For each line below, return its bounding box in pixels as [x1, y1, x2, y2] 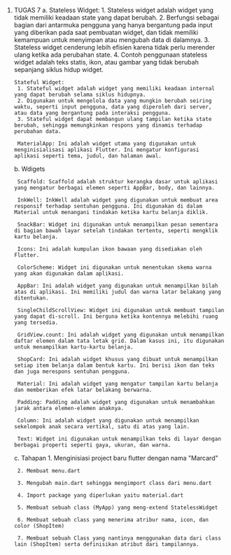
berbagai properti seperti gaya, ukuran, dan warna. [13, 442, 171, 449]
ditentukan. [13, 295, 49, 302]
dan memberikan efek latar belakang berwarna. [13, 386, 153, 393]
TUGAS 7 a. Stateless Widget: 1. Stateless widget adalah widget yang [13, 6, 213, 14]
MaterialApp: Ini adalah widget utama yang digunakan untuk [17, 140, 197, 147]
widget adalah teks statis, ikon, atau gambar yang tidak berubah [13, 58, 199, 66]
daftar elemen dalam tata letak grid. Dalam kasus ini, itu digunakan [13, 337, 225, 344]
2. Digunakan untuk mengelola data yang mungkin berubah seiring [17, 97, 212, 104]
